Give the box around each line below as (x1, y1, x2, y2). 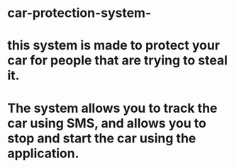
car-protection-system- (7, 5, 152, 21)
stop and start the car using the (7, 130, 196, 146)
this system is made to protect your (7, 38, 221, 54)
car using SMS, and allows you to (7, 115, 207, 131)
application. (7, 145, 79, 161)
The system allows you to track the (7, 100, 218, 116)
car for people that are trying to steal (7, 52, 228, 69)
